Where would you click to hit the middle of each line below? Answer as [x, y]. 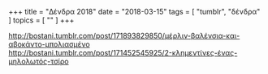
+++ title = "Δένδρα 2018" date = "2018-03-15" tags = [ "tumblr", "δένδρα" [134, 12]
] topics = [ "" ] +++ [41, 20]
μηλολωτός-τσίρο [39, 61]
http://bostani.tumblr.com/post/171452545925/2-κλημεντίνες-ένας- [123, 53]
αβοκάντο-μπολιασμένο [50, 44]
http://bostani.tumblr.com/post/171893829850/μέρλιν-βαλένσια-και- [124, 36]
